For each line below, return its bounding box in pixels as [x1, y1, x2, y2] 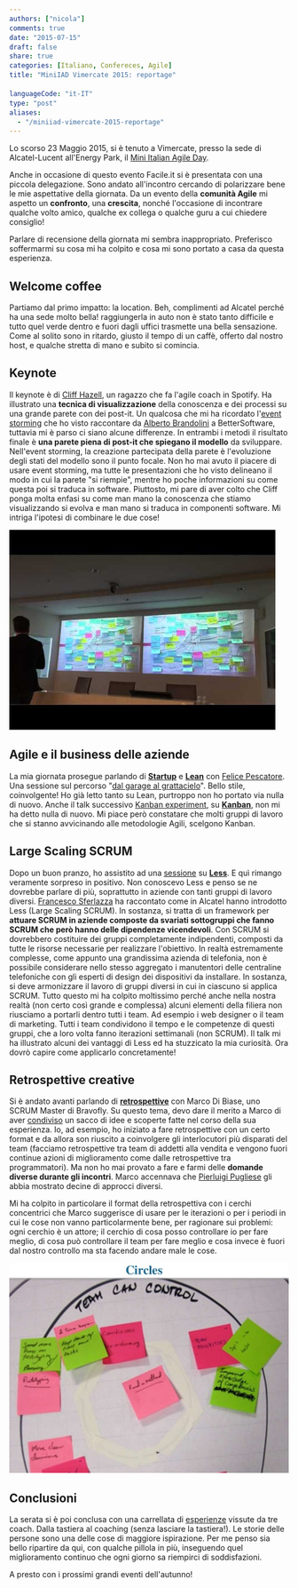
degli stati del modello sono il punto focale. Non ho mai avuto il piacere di [9, 455, 277, 466]
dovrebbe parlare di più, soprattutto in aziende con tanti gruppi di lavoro [9, 886, 272, 897]
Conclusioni [9, 1490, 77, 1505]
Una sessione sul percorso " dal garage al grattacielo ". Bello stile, [9, 780, 246, 791]
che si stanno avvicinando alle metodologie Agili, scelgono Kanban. [9, 818, 255, 828]
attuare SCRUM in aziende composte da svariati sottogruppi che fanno [9, 914, 275, 925]
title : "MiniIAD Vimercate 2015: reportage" [9, 71, 176, 80]
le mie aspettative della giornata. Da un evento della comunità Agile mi [9, 188, 269, 199]
